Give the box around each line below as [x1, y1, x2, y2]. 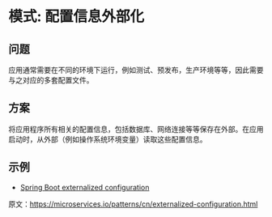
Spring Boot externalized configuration [19, 182, 150, 192]
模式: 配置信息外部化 [8, 7, 144, 26]
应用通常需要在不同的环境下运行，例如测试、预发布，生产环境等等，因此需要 [8, 66, 264, 74]
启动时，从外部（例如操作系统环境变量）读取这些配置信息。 [8, 134, 207, 144]
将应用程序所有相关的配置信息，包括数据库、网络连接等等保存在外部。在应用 [8, 124, 264, 134]
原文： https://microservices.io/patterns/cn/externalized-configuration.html [8, 199, 258, 209]
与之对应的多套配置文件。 [8, 75, 94, 85]
